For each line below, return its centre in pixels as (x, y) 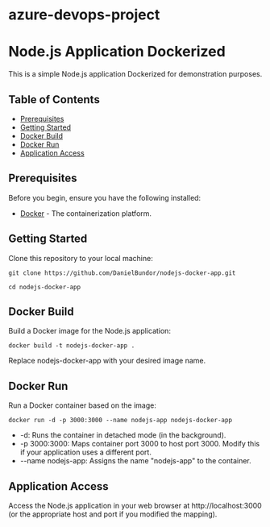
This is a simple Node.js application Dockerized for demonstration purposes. (135, 74)
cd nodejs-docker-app (45, 287)
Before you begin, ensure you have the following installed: (105, 197)
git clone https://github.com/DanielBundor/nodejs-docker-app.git (122, 273)
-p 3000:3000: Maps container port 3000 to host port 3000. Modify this (140, 444)
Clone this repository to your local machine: (81, 258)
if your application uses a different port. (85, 452)
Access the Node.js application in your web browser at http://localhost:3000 (135, 506)
